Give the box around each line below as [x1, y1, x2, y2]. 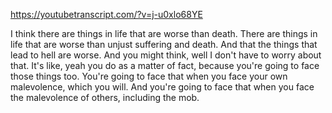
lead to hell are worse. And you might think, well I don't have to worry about [10, 49, 322, 61]
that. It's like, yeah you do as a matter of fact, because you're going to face [10, 60, 320, 71]
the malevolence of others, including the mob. [10, 92, 200, 103]
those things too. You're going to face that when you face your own [10, 70, 288, 82]
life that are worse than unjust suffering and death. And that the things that [10, 39, 318, 50]
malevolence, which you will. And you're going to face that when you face [10, 81, 315, 93]
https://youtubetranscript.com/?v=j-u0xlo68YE [10, 9, 203, 20]
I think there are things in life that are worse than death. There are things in [10, 28, 318, 39]
